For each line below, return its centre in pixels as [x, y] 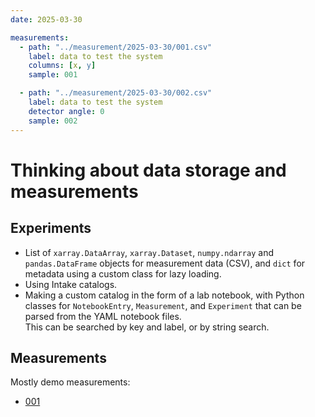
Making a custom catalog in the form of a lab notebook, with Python [164, 295]
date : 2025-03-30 [46, 19]
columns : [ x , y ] [62, 66]
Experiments [51, 228]
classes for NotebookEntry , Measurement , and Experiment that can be [163, 305]
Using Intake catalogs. [71, 284]
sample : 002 [53, 121]
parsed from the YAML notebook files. [103, 316]
